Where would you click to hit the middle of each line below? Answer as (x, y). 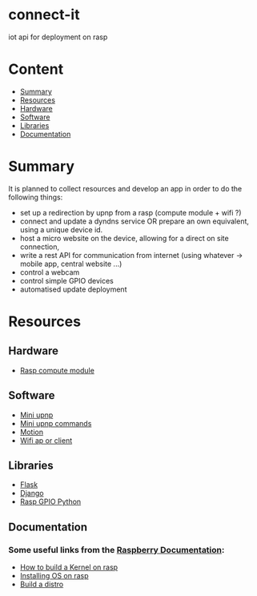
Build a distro (42, 584)
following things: (36, 197)
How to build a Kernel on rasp (69, 567)
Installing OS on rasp (54, 576)
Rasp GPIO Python (50, 501)
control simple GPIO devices (66, 280)
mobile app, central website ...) (71, 264)
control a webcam (50, 272)
